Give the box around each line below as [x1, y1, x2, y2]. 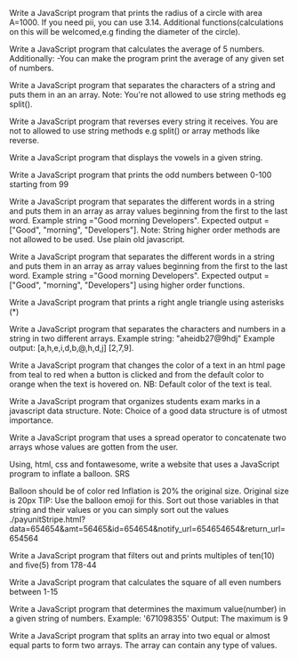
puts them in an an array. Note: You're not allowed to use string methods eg [9, 89, 286, 100]
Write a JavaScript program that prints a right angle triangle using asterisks [9, 297, 285, 307]
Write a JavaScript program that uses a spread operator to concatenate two [9, 432, 286, 443]
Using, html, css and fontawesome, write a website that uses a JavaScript [9, 459, 280, 469]
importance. [9, 415, 54, 426]
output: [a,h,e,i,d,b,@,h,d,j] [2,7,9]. [9, 343, 134, 353]
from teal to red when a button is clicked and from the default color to [9, 370, 264, 379]
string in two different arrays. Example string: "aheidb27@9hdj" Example [9, 333, 276, 344]
